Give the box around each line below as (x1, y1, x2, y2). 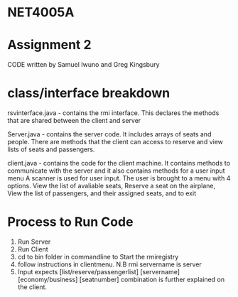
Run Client (17, 245, 48, 253)
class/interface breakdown (7, 85, 171, 102)
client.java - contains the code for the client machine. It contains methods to (7, 159, 231, 168)
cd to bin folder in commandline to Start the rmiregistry (17, 253, 179, 261)
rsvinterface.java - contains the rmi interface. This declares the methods (7, 109, 220, 117)
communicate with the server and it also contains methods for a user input (7, 166, 225, 175)
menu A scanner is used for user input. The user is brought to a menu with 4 (7, 174, 231, 183)
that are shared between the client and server (7, 117, 141, 125)
